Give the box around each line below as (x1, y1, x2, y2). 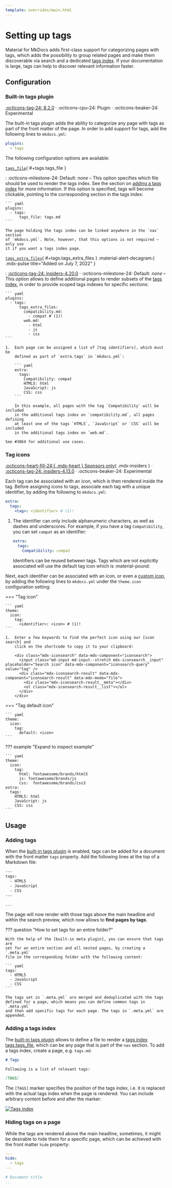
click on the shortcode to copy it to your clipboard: (14, 644, 134, 649)
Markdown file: (5, 859, 37, 865)
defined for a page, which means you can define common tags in (5, 999, 145, 1005)
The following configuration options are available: (5, 155, 110, 161)
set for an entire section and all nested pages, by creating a (5, 945, 145, 951)
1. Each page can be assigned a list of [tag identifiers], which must (5, 345, 164, 350)
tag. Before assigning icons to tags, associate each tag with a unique (5, 484, 151, 490)
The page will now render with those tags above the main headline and (5, 911, 155, 918)
